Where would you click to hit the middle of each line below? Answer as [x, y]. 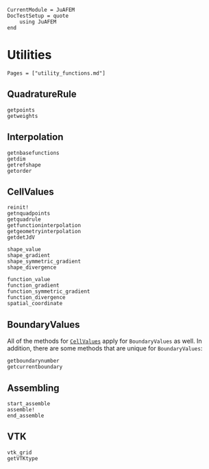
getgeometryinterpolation [44, 232]
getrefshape [24, 165]
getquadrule [24, 219]
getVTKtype [23, 458]
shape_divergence [32, 267]
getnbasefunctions [33, 153]
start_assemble [29, 404]
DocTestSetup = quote [38, 16]
